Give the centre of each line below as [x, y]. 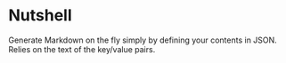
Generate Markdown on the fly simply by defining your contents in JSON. [143, 40]
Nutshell [40, 16]
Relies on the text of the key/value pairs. [82, 49]
